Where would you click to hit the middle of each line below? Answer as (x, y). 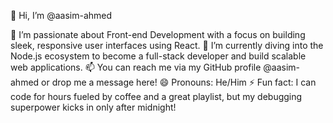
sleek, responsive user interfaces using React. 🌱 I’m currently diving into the (167, 45)
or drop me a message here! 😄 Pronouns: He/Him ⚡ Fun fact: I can (179, 82)
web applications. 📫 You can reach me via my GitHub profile (136, 67)
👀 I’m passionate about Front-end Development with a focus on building (158, 34)
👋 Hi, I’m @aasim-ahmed (61, 15)
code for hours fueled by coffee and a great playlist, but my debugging (156, 96)
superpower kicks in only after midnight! (93, 107)
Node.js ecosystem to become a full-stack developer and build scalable (158, 56)
